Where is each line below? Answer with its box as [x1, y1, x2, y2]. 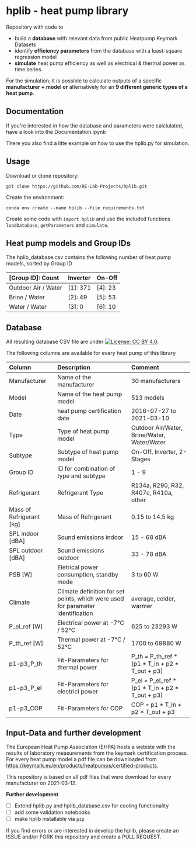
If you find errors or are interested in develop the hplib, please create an [6, 827, 179, 834]
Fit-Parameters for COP [57, 705, 123, 713]
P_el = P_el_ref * [131, 676, 177, 685]
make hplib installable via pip [14, 816, 85, 823]
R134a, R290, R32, [131, 481, 184, 489]
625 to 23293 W [131, 623, 178, 631]
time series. [14, 65, 43, 72]
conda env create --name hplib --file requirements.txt [6, 205, 145, 211]
